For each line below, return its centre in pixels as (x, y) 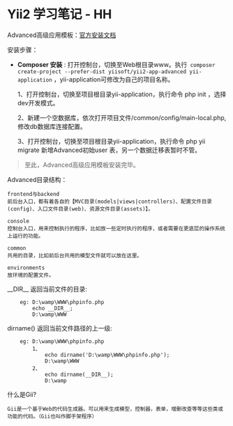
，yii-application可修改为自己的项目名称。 (114, 79)
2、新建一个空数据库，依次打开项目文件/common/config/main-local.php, (122, 117)
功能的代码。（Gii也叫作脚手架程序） (52, 416)
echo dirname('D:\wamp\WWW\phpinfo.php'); (107, 355)
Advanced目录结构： (37, 179)
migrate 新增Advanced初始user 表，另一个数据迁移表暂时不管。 (109, 150)
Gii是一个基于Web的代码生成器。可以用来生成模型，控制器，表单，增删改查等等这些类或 (115, 409)
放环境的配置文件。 (31, 275)
